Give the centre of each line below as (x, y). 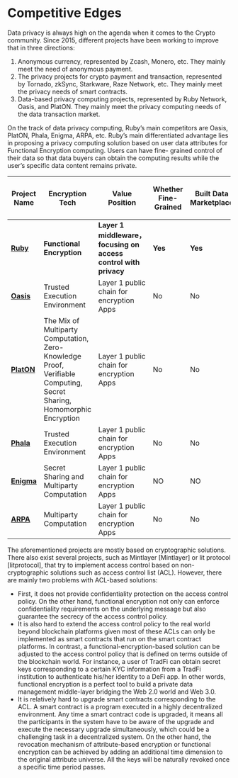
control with (119, 262)
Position (122, 202)
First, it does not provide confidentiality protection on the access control (123, 594)
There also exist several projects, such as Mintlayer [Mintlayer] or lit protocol (119, 557)
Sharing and (64, 476)
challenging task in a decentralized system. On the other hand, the (114, 737)
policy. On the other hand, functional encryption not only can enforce (118, 601)
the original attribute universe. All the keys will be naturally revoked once (124, 759)
